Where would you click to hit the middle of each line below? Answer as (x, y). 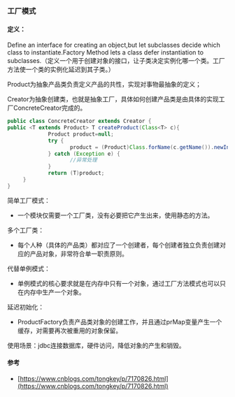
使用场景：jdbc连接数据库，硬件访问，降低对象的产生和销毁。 (96, 345)
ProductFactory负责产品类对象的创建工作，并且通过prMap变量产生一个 (120, 322)
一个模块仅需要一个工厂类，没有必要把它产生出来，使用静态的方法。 (115, 215)
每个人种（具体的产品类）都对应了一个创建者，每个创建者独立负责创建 (119, 245)
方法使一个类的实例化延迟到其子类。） (61, 70)
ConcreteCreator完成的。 (50, 108)
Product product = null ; (81, 134)
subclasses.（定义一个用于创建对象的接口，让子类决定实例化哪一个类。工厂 (116, 61)
